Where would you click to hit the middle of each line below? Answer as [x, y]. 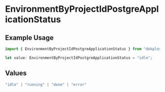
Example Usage [29, 38]
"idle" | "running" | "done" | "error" [46, 85]
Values [16, 73]
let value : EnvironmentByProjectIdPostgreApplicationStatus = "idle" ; [79, 58]
